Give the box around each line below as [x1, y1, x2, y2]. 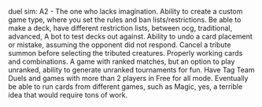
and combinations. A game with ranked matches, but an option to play [8, 57, 235, 66]
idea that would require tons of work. [8, 90, 128, 99]
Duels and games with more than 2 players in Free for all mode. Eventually [8, 74, 249, 83]
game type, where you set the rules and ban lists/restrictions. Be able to [8, 15, 242, 24]
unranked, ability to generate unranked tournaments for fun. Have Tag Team [8, 65, 255, 74]
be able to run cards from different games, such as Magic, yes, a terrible [8, 82, 243, 91]
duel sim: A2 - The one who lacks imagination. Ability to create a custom [8, 7, 243, 16]
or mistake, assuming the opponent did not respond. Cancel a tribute [8, 40, 231, 50]
